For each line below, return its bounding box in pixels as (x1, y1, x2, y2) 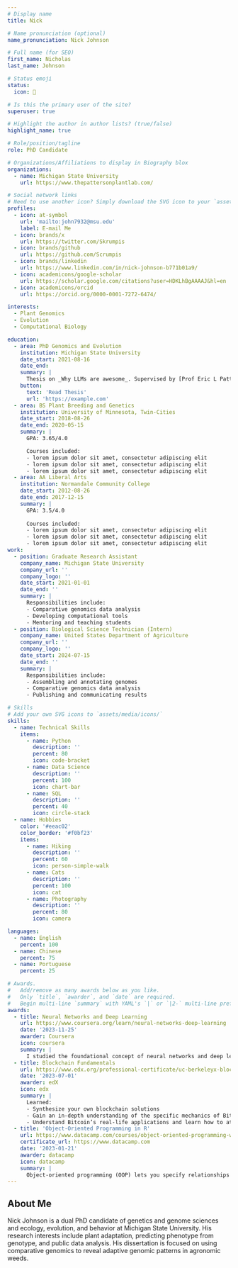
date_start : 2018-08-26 (20, 415, 91, 422)
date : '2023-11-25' (20, 1026, 78, 1033)
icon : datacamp (20, 1158, 65, 1165)
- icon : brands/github (13, 245, 81, 252)
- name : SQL (25, 790, 62, 797)
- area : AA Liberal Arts (13, 474, 87, 481)
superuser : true (7, 108, 55, 115)
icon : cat (33, 889, 62, 896)
